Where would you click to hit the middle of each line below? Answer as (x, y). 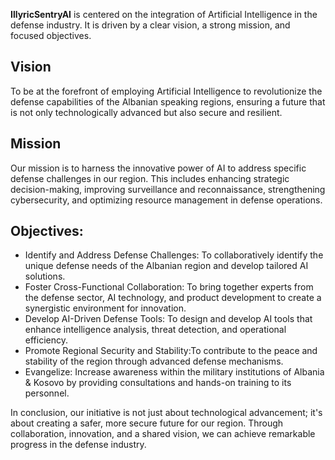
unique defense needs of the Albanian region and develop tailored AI (166, 266)
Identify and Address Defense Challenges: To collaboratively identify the (174, 255)
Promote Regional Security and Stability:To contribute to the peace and (171, 351)
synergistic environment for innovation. (105, 308)
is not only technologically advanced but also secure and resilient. (146, 112)
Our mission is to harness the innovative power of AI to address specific (158, 168)
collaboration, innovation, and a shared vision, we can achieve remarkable (163, 434)
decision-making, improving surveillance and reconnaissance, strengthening (168, 189)
